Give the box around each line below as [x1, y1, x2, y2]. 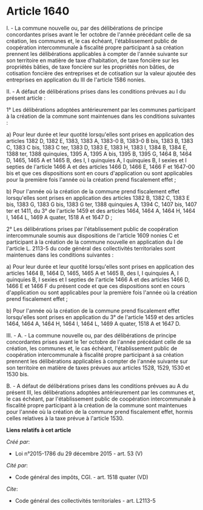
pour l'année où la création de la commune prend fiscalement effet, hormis [6, 408, 193, 415]
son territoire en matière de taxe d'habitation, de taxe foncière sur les [6, 57, 179, 64]
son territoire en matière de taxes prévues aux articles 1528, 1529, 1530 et [6, 364, 190, 371]
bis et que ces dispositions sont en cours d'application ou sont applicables [6, 169, 193, 177]
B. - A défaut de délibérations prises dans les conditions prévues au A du [6, 382, 189, 390]
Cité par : [6, 461, 28, 469]
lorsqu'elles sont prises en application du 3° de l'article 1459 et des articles [6, 313, 194, 320]
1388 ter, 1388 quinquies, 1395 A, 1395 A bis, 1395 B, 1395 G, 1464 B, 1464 [6, 150, 192, 157]
